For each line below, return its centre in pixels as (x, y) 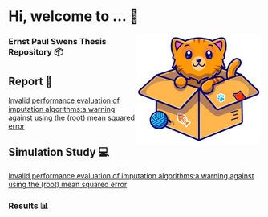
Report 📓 (30, 81)
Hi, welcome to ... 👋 (73, 16)
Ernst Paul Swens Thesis (57, 42)
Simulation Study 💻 (59, 152)
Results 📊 (28, 206)
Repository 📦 (36, 52)
